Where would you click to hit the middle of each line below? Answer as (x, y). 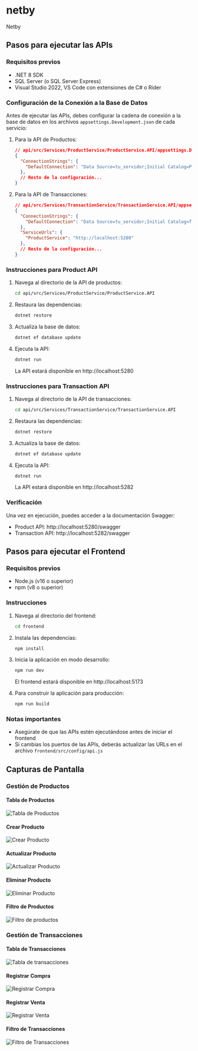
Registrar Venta (26, 1002)
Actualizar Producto (31, 853)
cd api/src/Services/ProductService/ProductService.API (85, 293)
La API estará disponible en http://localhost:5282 (74, 487)
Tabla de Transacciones (36, 949)
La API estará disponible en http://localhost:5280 (74, 371)
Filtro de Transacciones (36, 1029)
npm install (29, 648)
